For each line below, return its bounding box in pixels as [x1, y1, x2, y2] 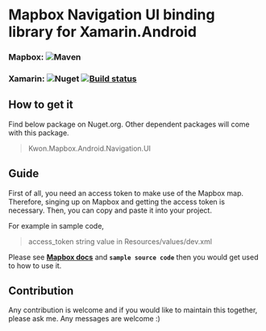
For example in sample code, [8, 221, 105, 230]
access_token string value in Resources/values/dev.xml [27, 236, 212, 246]
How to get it [8, 98, 74, 112]
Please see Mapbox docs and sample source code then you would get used [8, 252, 259, 262]
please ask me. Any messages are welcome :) [8, 314, 161, 324]
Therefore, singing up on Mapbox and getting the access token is [8, 197, 226, 206]
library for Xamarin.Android [8, 23, 197, 41]
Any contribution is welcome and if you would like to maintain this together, [8, 305, 258, 315]
